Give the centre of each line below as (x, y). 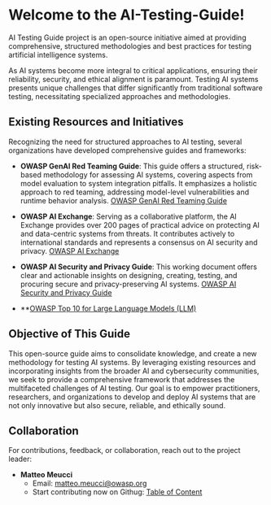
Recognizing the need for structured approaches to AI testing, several (125, 141)
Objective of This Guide (70, 334)
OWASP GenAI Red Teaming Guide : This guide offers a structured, (133, 166)
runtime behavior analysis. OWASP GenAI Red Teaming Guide (124, 200)
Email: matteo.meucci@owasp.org (90, 483)
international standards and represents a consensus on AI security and (139, 242)
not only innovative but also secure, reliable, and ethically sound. (117, 405)
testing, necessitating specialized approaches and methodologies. (120, 96)
